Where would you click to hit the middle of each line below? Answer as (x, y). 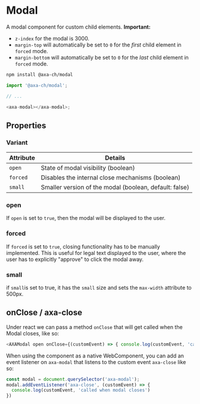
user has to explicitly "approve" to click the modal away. (75, 259)
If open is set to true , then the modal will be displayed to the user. (86, 218)
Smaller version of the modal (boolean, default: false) (115, 187)
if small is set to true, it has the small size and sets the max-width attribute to (99, 288)
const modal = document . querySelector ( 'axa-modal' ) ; (73, 379)
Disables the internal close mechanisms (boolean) (111, 178)
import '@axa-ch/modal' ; (37, 85)
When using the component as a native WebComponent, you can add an (95, 356)
